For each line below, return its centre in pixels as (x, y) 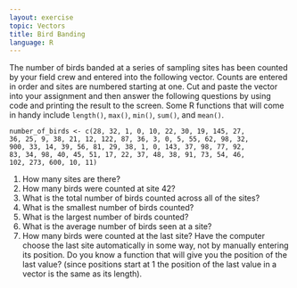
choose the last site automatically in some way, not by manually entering (155, 245)
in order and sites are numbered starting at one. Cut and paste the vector (144, 86)
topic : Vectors (37, 26)
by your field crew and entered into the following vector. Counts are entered (148, 78)
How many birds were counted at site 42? (99, 189)
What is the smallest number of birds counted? (108, 208)
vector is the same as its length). (82, 274)
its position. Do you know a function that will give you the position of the (155, 255)
